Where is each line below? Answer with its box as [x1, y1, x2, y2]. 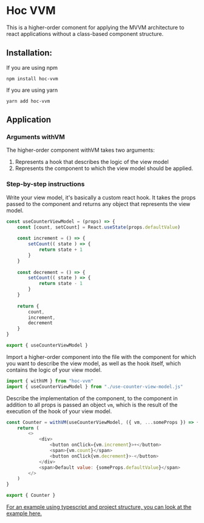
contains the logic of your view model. [6, 366, 102, 374]
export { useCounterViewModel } [6, 343, 88, 349]
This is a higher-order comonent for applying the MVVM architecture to [6, 24, 185, 31]
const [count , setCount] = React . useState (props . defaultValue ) [17, 224, 181, 230]
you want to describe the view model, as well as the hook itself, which [6, 360, 181, 367]
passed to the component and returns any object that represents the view [6, 200, 191, 207]
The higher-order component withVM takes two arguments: [6, 146, 155, 154]
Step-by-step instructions [6, 180, 85, 188]
